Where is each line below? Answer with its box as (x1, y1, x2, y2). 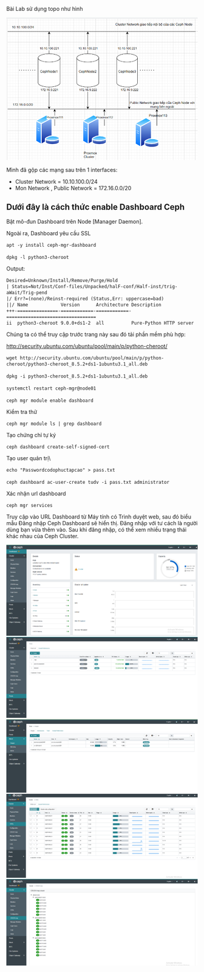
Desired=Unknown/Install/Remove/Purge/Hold (6, 278, 118, 284)
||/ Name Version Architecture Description (6, 302, 162, 308)
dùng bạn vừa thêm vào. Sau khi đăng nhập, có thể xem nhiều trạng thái (6, 526, 187, 534)
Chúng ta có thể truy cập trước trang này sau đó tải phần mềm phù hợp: (6, 331, 186, 338)
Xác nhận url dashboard (6, 490, 66, 497)
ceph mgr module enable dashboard (6, 398, 94, 404)
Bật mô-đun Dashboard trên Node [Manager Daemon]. (6, 218, 143, 226)
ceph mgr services (6, 503, 53, 509)
